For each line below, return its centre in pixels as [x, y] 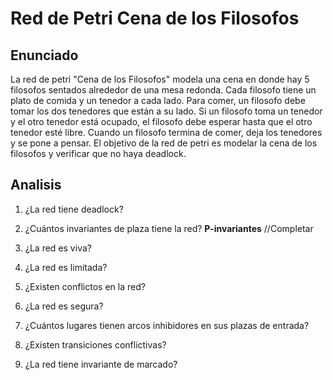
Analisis [36, 185]
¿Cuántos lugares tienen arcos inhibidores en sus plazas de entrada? [167, 325]
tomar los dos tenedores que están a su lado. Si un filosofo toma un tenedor [166, 111]
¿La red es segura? [64, 306]
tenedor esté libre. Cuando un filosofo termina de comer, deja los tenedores [166, 132]
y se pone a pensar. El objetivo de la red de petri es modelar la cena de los [164, 143]
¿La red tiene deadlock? [74, 209]
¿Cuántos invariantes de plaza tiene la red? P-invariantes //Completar [169, 228]
